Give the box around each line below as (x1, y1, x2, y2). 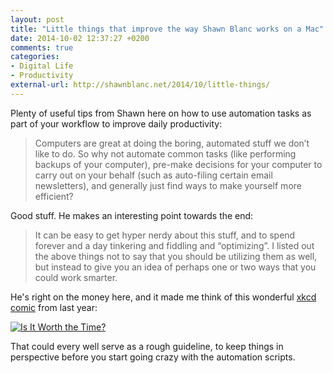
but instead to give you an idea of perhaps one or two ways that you (34, 261, 317, 273)
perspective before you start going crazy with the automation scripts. (10, 351, 296, 363)
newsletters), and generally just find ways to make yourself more (34, 179, 302, 191)
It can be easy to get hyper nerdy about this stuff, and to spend (34, 229, 296, 241)
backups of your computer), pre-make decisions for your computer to (34, 158, 323, 170)
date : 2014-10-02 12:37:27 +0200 (10, 33, 150, 43)
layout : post (10, 14, 65, 25)
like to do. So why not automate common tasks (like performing (34, 147, 297, 160)
